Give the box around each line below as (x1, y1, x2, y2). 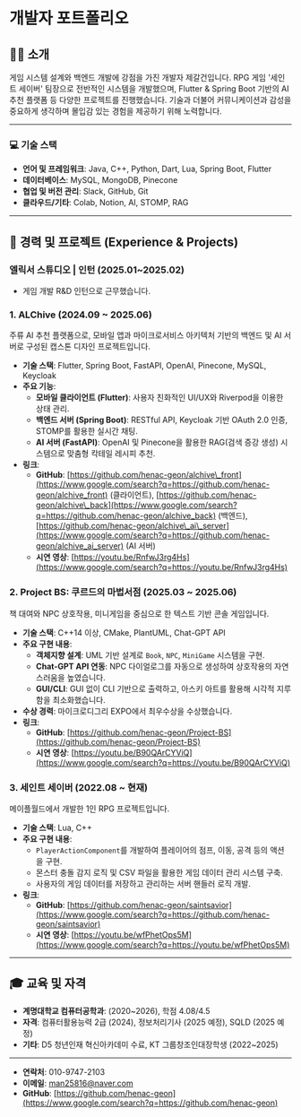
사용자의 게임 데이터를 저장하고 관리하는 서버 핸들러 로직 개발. (35, 878, 251, 888)
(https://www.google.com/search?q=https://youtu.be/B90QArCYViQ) (35, 757, 291, 767)
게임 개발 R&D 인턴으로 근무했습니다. (21, 285, 151, 296)
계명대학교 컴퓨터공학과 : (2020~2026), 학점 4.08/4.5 (21, 1005, 211, 1016)
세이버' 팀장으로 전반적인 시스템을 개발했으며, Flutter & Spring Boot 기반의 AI (18, 83, 289, 94)
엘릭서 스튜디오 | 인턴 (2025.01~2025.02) (9, 264, 185, 276)
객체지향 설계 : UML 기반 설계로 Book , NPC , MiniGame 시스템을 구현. (35, 649, 265, 660)
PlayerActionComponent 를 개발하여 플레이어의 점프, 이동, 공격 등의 (35, 844, 269, 855)
